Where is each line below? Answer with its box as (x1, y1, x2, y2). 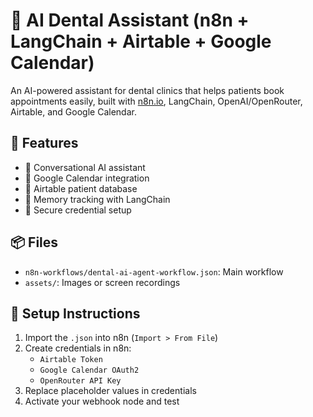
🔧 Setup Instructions (10, 305, 141, 322)
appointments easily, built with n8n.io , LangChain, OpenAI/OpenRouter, (10, 95, 303, 107)
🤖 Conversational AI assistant (24, 161, 146, 173)
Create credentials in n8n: (24, 342, 132, 354)
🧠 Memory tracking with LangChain (24, 193, 171, 205)
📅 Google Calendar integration (24, 172, 150, 184)
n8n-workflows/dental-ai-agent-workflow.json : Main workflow (24, 265, 284, 278)
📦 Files (10, 234, 59, 251)
